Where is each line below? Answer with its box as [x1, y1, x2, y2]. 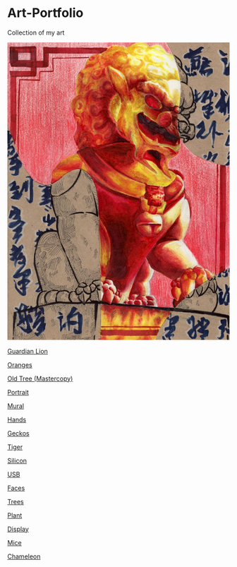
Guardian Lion [7, 347, 48, 355]
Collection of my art [7, 28, 65, 37]
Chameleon [7, 552, 41, 561]
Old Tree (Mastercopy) [7, 374, 73, 383]
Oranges [7, 360, 33, 369]
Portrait [7, 388, 30, 396]
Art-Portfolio [7, 5, 84, 21]
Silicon [7, 456, 27, 465]
